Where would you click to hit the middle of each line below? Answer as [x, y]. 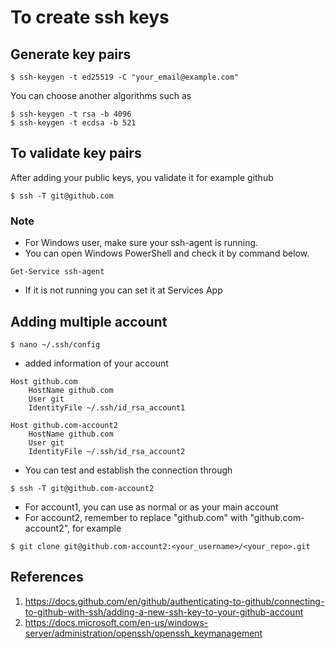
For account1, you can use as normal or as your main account [151, 507]
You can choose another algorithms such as [101, 95]
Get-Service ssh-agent [57, 272]
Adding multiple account [89, 321]
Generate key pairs [71, 54]
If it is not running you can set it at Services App [123, 290]
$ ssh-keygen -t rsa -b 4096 [71, 114]
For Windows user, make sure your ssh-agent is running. [141, 243]
